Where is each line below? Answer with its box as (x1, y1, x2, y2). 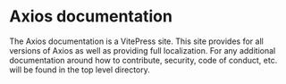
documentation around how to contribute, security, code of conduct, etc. (9, 55, 278, 65)
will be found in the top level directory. (9, 64, 150, 75)
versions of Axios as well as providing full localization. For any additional (9, 45, 276, 55)
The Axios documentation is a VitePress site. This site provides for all (9, 36, 264, 46)
